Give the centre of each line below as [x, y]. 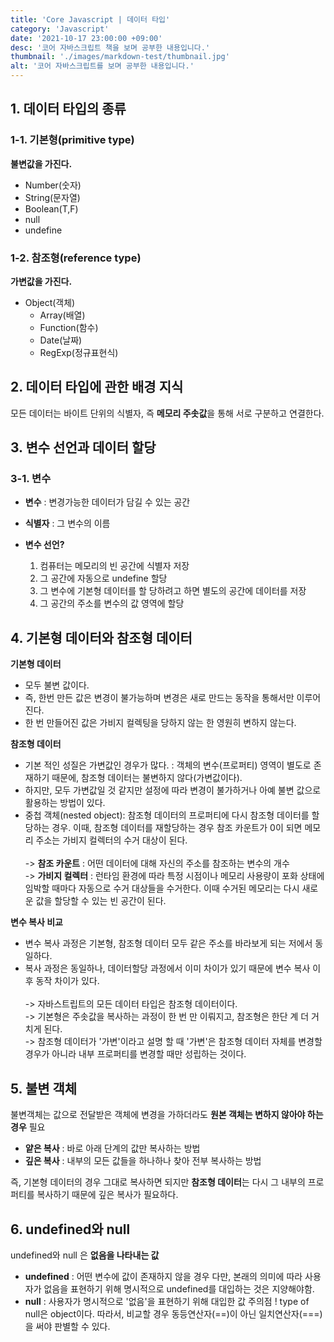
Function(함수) [69, 327]
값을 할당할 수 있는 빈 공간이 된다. [101, 901]
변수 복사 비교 [36, 922]
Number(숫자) [53, 185]
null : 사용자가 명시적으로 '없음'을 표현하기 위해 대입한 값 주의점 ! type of [167, 1301]
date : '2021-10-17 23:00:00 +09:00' [86, 38]
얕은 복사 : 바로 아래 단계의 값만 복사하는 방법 [112, 1148]
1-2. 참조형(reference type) [76, 258]
